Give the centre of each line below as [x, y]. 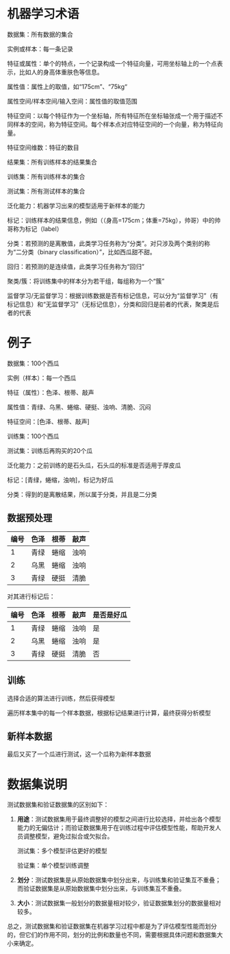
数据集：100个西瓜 [33, 363]
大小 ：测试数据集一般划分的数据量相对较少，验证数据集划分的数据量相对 [119, 903]
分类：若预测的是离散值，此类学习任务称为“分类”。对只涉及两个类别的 [106, 243]
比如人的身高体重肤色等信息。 [61, 72]
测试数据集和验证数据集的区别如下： [58, 805]
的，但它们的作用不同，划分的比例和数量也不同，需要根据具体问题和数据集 [112, 935]
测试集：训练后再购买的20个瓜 [50, 450]
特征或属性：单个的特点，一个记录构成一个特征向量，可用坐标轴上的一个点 [112, 63]
